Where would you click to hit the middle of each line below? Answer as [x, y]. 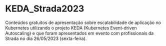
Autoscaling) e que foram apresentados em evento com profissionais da [79, 33]
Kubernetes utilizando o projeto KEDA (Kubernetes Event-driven [71, 27]
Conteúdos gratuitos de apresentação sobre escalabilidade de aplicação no [83, 22]
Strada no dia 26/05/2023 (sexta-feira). [46, 38]
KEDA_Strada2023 [45, 9]
